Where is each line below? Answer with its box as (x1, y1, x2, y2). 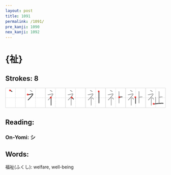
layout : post (5, 8, 33, 13)
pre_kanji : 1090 (5, 24, 40, 29)
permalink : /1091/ (5, 19, 44, 24)
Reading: (5, 118, 35, 126)
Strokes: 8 (5, 74, 39, 83)
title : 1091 (5, 13, 31, 19)
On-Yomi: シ (5, 134, 36, 141)
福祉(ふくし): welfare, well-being (5, 164, 74, 170)
